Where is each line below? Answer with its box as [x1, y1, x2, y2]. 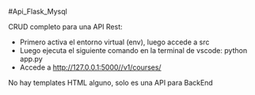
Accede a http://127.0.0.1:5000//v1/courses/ [19, 63, 162, 72]
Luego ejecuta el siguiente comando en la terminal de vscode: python [19, 46, 248, 55]
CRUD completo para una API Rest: [8, 22, 123, 31]
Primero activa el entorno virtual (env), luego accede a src [19, 37, 210, 47]
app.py [19, 55, 44, 63]
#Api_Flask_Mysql [8, 7, 67, 16]
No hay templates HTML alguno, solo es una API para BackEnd [8, 78, 214, 87]
